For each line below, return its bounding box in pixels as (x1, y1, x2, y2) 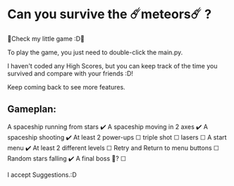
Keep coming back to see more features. (7, 82, 125, 91)
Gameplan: (7, 104, 56, 116)
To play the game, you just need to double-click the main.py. (7, 48, 183, 56)
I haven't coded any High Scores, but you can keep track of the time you (7, 61, 218, 70)
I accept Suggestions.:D (7, 170, 77, 179)
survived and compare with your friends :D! (7, 69, 134, 77)
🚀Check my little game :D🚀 (7, 34, 85, 43)
